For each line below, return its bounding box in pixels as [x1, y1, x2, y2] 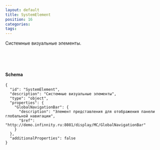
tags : [5, 26, 17, 31]
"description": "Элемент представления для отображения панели [18, 109, 155, 115]
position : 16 [5, 17, 33, 22]
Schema [5, 71, 23, 78]
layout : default [5, 7, 39, 13]
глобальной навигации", [5, 114, 56, 119]
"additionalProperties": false [10, 136, 76, 141]
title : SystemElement [5, 12, 51, 17]
